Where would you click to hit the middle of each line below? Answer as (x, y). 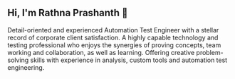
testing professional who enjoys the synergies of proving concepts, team (114, 45)
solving (18, 60)
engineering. (26, 67)
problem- (210, 52)
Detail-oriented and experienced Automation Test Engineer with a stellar (113, 30)
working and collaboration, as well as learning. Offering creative (101, 52)
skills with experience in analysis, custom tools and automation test (129, 60)
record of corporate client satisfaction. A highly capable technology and (113, 37)
